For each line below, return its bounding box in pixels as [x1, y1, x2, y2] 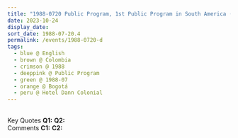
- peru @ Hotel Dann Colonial [13, 89, 103, 96]
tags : [7, 43, 23, 50]
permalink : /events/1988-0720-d [7, 37, 103, 44]
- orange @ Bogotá [13, 83, 69, 90]
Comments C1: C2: [7, 124, 63, 132]
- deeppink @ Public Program [13, 69, 100, 76]
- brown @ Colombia [13, 57, 72, 64]
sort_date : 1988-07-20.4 [7, 30, 81, 38]
